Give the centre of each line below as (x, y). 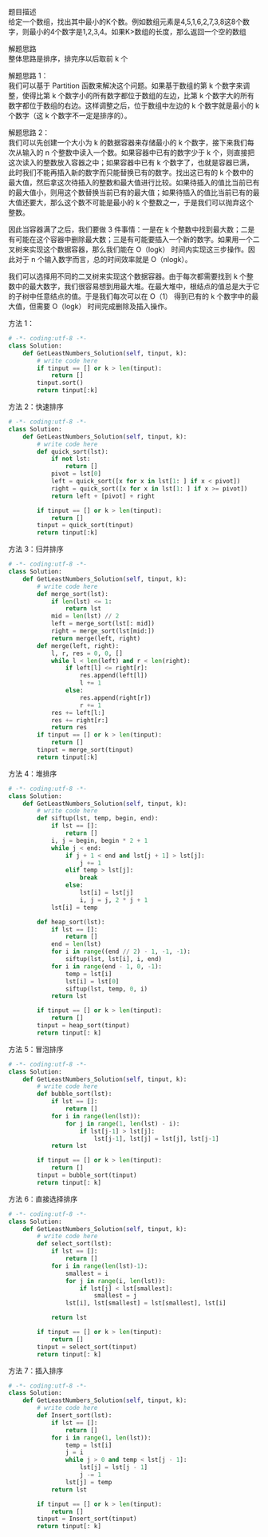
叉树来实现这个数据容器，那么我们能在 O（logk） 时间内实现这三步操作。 (128, 249)
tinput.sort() (60, 383)
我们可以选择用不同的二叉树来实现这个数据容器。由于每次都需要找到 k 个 (128, 276)
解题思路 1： (28, 75)
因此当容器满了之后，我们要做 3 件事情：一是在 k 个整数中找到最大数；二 (128, 229)
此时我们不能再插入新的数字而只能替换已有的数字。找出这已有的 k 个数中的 (131, 173)
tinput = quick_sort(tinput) (85, 526)
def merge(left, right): (78, 645)
